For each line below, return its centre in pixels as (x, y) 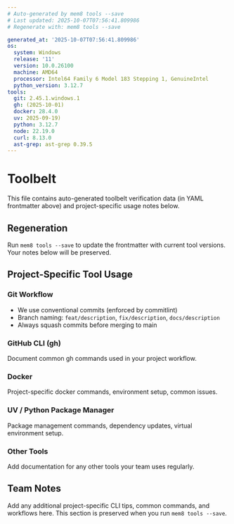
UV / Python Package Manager (61, 410)
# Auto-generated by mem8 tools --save (66, 14)
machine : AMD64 (36, 72)
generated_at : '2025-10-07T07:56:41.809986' (73, 39)
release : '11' (34, 59)
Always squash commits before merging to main (87, 325)
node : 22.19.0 (34, 131)
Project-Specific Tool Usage (70, 275)
